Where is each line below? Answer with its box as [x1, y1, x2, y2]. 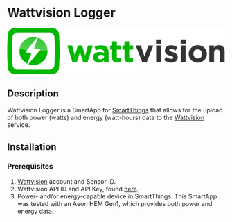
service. [7, 121, 30, 129]
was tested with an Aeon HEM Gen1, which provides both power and [17, 199, 213, 207]
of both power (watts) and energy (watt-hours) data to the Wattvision [7, 113, 205, 122]
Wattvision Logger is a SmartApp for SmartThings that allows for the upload [7, 106, 223, 114]
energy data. [17, 207, 54, 215]
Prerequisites [7, 162, 53, 171]
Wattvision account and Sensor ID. [17, 177, 116, 185]
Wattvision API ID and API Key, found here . [17, 185, 139, 193]
